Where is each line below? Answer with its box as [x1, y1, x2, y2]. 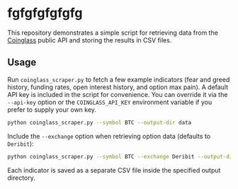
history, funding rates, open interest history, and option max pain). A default [7, 83, 229, 91]
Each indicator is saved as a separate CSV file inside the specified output [7, 166, 221, 174]
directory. [7, 173, 35, 182]
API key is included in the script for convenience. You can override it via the [7, 90, 228, 98]
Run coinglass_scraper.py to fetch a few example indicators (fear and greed [7, 75, 230, 84]
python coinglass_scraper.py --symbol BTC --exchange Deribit [7, 153, 195, 160]
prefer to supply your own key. [7, 105, 97, 114]
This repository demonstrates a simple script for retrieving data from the [7, 28, 218, 37]
